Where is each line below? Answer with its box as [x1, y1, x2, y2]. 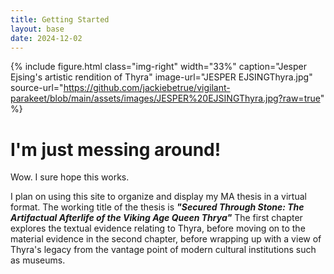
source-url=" [10, 82, 64, 94]
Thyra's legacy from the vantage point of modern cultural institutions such [10, 244, 317, 256]
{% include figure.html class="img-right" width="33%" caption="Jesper [10, 61, 307, 73]
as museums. [10, 254, 66, 266]
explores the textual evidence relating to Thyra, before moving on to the [10, 222, 306, 235]
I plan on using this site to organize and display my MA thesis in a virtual [10, 191, 307, 203]
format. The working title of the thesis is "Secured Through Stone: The [10, 201, 305, 213]
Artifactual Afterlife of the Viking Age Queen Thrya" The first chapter [10, 212, 303, 224]
